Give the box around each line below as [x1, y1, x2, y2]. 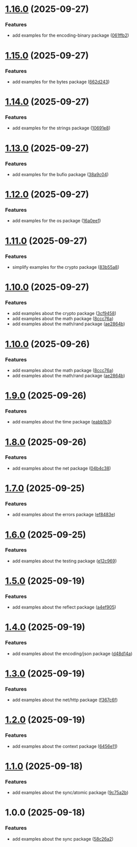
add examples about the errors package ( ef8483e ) [12, 512, 116, 518]
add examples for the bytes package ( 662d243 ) [12, 78, 110, 85]
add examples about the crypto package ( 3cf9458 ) [12, 310, 117, 316]
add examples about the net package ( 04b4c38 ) [12, 465, 111, 471]
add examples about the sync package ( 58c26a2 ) [12, 836, 114, 842]
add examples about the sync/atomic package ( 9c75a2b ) [12, 789, 129, 795]
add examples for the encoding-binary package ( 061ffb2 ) [12, 32, 129, 38]
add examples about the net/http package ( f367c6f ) [12, 697, 118, 703]
